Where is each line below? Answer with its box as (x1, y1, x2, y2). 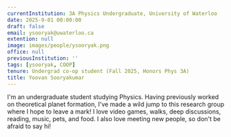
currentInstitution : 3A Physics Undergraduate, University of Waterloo (7, 10, 217, 17)
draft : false (7, 23, 45, 30)
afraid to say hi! (7, 122, 52, 131)
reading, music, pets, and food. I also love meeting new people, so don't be (7, 115, 221, 123)
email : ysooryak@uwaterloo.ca (7, 29, 94, 36)
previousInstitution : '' (7, 55, 79, 62)
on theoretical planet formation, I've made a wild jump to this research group (7, 101, 225, 109)
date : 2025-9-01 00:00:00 (7, 17, 81, 23)
